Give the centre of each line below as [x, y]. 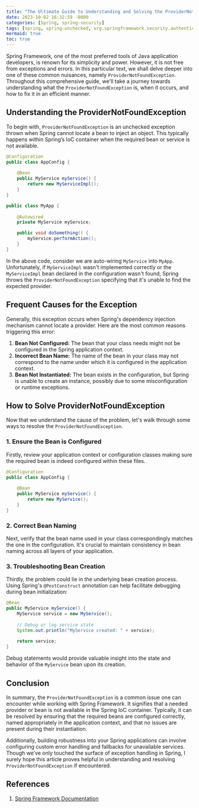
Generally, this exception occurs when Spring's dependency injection [91, 319]
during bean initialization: [37, 592]
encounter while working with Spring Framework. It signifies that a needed [97, 704]
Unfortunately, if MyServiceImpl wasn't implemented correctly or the [89, 267]
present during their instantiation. [47, 729]
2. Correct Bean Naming [41, 525]
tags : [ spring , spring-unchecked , [49, 28]
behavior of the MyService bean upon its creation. [66, 665]
